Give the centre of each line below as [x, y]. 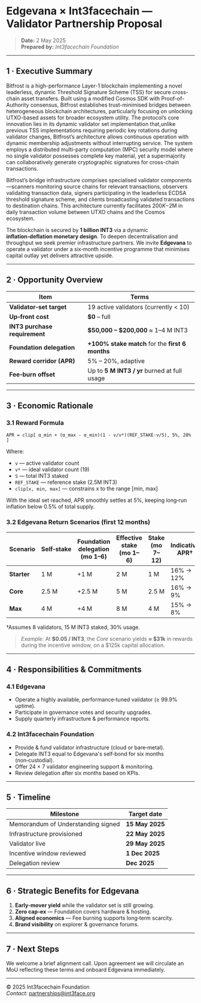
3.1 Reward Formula [35, 423]
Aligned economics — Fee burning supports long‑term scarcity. [94, 918]
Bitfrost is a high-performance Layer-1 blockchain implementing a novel [94, 86]
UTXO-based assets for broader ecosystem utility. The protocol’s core [93, 118]
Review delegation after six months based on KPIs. [77, 773]
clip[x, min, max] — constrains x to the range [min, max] [86, 489]
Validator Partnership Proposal [84, 24]
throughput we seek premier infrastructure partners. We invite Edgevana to [99, 243]
